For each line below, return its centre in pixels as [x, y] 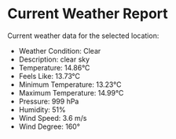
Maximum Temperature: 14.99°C [71, 92]
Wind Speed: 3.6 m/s [53, 118]
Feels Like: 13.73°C [49, 76]
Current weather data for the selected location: [83, 36]
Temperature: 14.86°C [54, 67]
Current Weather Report [88, 14]
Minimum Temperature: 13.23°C [70, 85]
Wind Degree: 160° [49, 126]
